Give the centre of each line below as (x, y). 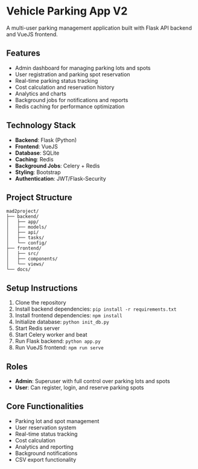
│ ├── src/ (23, 254)
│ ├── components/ (32, 259)
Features (23, 53)
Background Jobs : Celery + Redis (57, 166)
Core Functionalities (45, 406)
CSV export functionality (46, 459)
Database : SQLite (37, 153)
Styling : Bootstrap (38, 172)
